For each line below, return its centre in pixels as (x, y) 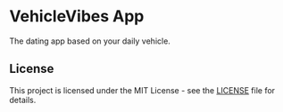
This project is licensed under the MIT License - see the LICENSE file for (142, 90)
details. (23, 100)
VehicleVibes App (77, 16)
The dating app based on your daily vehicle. (90, 41)
